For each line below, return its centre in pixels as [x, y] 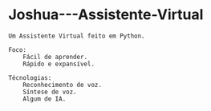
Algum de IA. [45, 99]
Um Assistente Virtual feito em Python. [77, 36]
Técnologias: [30, 77]
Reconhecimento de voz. [63, 85]
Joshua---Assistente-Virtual [106, 15]
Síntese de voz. [50, 92]
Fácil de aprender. [55, 57]
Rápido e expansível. [59, 64]
